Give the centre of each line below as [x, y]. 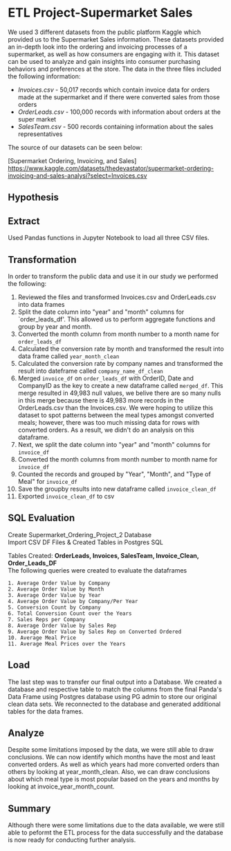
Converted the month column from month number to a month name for [119, 334]
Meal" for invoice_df [48, 481]
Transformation [42, 259]
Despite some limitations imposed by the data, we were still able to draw [111, 750]
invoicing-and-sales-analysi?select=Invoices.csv [77, 176]
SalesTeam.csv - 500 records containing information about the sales [115, 126]
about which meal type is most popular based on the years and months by [114, 780]
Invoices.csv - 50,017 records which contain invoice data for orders [114, 90]
